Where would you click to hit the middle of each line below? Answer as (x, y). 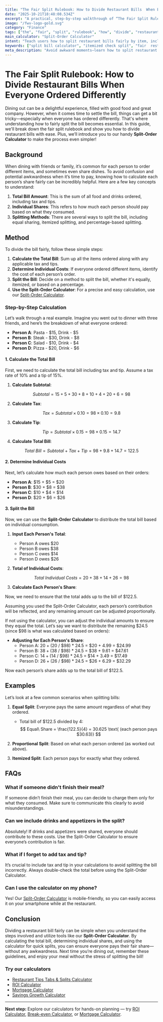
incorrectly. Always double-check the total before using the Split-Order (76, 870)
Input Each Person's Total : (39, 534)
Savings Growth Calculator (39, 995)
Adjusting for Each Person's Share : (48, 640)
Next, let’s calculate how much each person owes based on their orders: (77, 473)
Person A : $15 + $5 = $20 (38, 482)
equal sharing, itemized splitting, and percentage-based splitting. (77, 222)
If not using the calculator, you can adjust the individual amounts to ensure (80, 620)
